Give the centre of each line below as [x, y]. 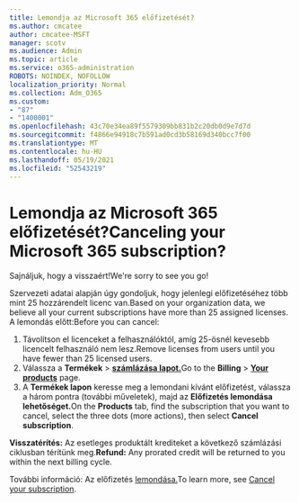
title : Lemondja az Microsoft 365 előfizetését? [102, 18]
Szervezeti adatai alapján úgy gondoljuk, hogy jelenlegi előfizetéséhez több [149, 293]
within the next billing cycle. [61, 462]
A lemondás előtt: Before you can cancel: [84, 322]
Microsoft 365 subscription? [118, 251]
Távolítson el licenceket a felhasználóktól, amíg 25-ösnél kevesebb [146, 339]
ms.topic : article [44, 59]
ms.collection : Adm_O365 [56, 93]
